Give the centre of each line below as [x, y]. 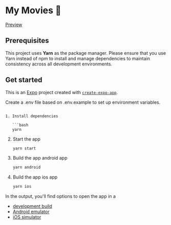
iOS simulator [27, 217]
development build [32, 206]
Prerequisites [27, 41]
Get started [24, 80]
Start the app [27, 139]
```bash [20, 125]
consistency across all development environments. [59, 64]
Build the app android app [40, 158]
